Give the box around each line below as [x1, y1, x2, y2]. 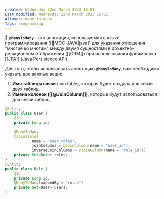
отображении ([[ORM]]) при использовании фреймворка [35, 51, 156, 57]
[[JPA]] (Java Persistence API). [5, 56, 69, 62]
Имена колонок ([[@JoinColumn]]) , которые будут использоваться [12, 91, 157, 97]
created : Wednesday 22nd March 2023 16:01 [5, 7, 95, 12]
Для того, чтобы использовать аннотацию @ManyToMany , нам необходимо [5, 66, 160, 72]
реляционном [5, 51, 35, 57]
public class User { [5, 111, 48, 116]
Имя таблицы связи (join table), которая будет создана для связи [12, 81, 153, 87]
